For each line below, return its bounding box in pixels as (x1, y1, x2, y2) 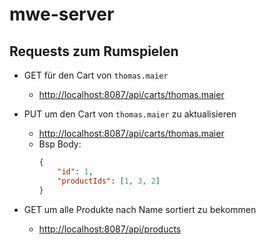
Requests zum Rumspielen (9, 43, 179, 60)
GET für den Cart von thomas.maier (23, 69, 169, 81)
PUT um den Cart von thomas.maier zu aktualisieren (23, 108, 237, 120)
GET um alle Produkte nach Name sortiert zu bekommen (23, 203, 257, 215)
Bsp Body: (38, 138, 82, 150)
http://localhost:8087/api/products (38, 223, 182, 235)
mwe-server (9, 3, 115, 26)
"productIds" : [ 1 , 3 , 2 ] (57, 176, 161, 186)
